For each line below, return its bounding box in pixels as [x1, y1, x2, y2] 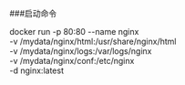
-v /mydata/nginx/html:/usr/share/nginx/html [9, 36, 177, 47]
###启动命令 [9, 8, 57, 18]
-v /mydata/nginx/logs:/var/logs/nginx [9, 46, 152, 57]
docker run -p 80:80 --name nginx [9, 27, 139, 37]
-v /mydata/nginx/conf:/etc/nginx [9, 56, 135, 66]
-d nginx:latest [9, 65, 64, 76]
